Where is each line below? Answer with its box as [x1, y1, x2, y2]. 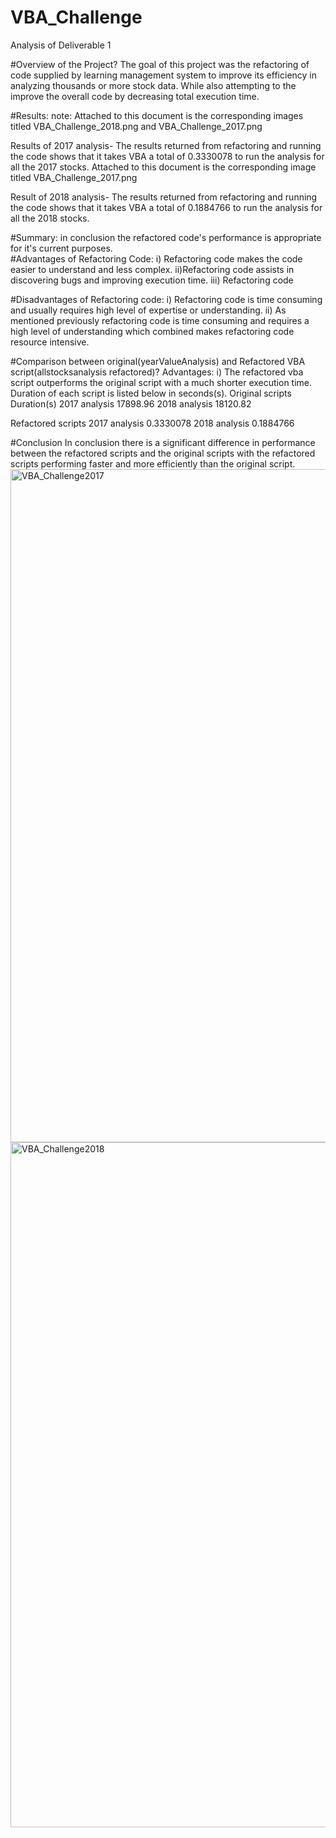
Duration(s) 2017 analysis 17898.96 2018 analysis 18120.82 [10, 397, 252, 410]
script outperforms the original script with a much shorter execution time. [10, 376, 313, 388]
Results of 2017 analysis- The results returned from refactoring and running [10, 139, 322, 151]
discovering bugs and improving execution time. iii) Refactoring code [10, 274, 294, 286]
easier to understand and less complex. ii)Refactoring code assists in [10, 263, 295, 275]
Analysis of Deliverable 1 [10, 39, 112, 51]
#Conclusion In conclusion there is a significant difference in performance [10, 436, 316, 448]
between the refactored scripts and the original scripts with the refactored [10, 447, 316, 459]
